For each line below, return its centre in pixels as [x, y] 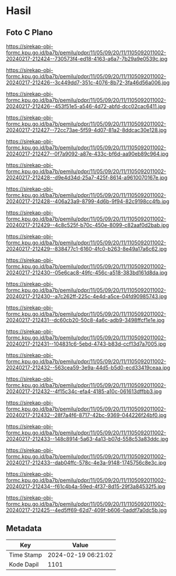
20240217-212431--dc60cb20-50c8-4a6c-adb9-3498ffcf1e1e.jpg [85, 320]
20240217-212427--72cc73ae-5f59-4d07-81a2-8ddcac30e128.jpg [87, 130]
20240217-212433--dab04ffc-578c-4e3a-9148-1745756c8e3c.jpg [86, 463]
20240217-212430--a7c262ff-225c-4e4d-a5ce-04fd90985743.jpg [87, 296]
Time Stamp [26, 555]
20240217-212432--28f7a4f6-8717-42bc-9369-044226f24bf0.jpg [87, 415]
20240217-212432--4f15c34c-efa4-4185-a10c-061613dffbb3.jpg [84, 391]
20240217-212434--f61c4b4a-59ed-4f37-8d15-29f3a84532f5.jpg [86, 486]
